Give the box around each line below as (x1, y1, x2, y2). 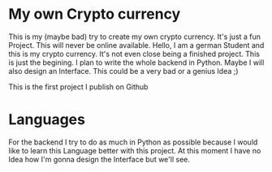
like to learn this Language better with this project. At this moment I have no (8, 145, 261, 155)
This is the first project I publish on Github (8, 82, 149, 92)
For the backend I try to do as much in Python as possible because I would (8, 137, 258, 147)
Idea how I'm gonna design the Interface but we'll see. (8, 154, 191, 164)
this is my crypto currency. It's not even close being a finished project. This (8, 49, 260, 58)
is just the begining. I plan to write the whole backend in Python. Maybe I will (8, 58, 265, 67)
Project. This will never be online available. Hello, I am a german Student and (8, 40, 265, 49)
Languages (8, 110, 85, 129)
